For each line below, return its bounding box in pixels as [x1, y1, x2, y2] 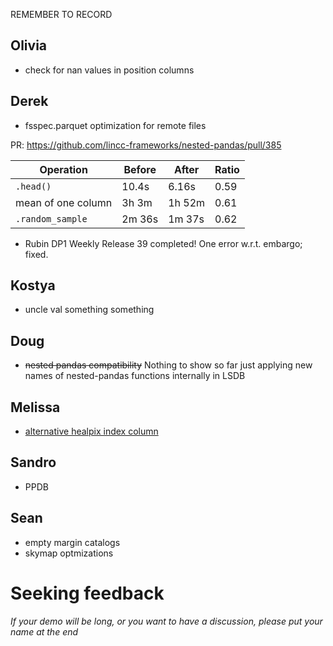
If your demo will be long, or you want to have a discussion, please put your [10, 615, 323, 627]
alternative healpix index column [24, 425, 159, 438]
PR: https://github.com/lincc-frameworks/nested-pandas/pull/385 [10, 139, 282, 151]
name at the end [10, 625, 79, 638]
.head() [15, 180, 52, 192]
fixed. [24, 248, 49, 260]
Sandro [10, 454, 57, 471]
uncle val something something [24, 304, 155, 316]
